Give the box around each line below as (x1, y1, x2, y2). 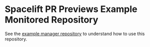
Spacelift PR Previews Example (5, 3, 137, 15)
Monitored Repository (5, 14, 98, 25)
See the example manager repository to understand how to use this (5, 30, 145, 36)
